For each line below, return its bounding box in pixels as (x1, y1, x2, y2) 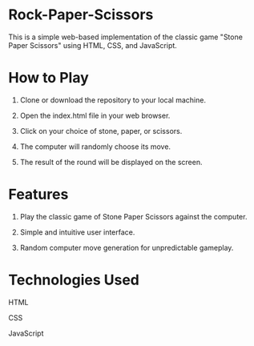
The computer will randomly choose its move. (19, 142, 171, 151)
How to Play (8, 69, 90, 87)
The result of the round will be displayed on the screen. (19, 157, 203, 167)
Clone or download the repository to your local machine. (19, 95, 207, 105)
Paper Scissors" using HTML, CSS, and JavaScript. (8, 40, 178, 50)
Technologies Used (8, 271, 140, 289)
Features (8, 186, 69, 203)
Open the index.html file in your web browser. (19, 111, 171, 120)
